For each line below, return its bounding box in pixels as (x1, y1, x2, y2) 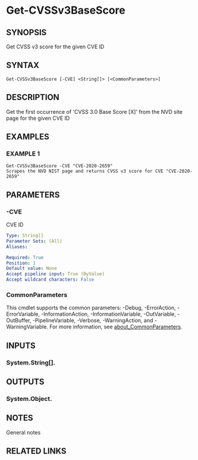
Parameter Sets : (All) (6, 238, 62, 244)
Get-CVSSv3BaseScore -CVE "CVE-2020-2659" (6, 163, 113, 169)
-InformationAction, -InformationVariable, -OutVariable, (41, 310, 177, 318)
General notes (6, 428, 41, 436)
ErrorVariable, (6, 310, 40, 318)
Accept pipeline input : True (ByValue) (6, 271, 105, 277)
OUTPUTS (6, 377, 45, 387)
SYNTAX (6, 60, 40, 70)
